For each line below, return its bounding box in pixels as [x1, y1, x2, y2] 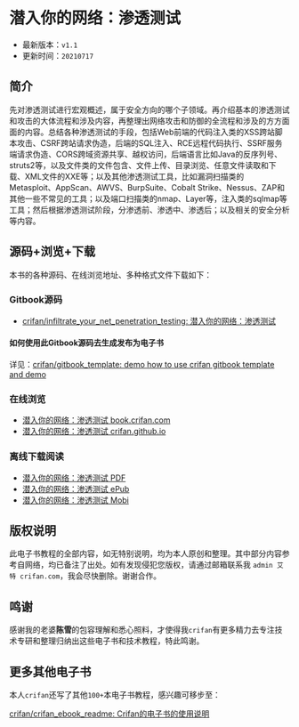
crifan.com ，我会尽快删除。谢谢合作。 [20, 570, 162, 581]
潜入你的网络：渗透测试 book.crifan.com [21, 415, 171, 425]
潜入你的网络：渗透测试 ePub [21, 483, 130, 494]
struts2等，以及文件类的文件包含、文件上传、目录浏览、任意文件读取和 [9, 159, 269, 170]
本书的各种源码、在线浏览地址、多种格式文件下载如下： [9, 269, 212, 280]
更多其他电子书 [9, 664, 92, 679]
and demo [9, 369, 47, 380]
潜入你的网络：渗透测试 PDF [21, 473, 126, 483]
